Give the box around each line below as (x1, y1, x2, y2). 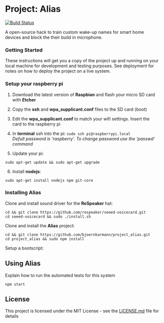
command (12, 141, 33, 147)
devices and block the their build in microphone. (5, 34, 103, 40)
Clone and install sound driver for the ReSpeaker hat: (5, 200, 113, 206)
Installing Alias (5, 189, 41, 196)
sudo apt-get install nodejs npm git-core (5, 178, 93, 183)
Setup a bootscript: (5, 245, 44, 251)
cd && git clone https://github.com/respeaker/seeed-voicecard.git (5, 210, 146, 215)
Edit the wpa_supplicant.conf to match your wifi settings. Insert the (12, 116, 150, 122)
